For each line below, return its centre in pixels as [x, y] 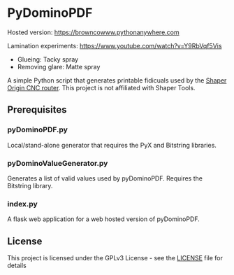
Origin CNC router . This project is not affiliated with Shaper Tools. [101, 87]
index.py [23, 204]
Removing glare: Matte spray [59, 66]
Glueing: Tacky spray [48, 59]
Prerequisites [37, 110]
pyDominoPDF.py [38, 129]
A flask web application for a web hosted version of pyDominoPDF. [104, 219]
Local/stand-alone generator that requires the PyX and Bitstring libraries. [112, 145]
